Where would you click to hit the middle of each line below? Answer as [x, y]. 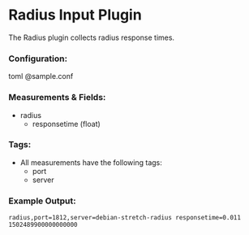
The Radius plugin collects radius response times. [92, 37]
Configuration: [38, 59]
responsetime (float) [67, 124]
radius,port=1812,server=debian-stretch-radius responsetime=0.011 [125, 218]
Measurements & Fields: [57, 98]
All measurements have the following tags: [91, 162]
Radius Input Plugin [75, 15]
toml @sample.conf [41, 76]
